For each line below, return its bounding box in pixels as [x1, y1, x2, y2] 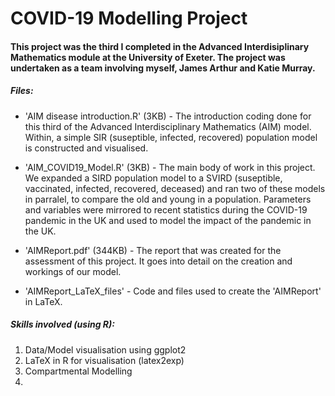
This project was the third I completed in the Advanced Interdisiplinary [10, 40, 310, 52]
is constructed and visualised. [24, 142, 149, 154]
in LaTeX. [24, 295, 63, 307]
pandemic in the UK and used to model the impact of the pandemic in [24, 214, 312, 226]
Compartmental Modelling [24, 365, 133, 377]
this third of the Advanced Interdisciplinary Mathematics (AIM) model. [24, 120, 312, 132]
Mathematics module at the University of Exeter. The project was [10, 51, 286, 63]
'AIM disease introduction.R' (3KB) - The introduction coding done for [24, 110, 312, 122]
